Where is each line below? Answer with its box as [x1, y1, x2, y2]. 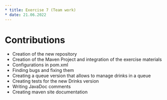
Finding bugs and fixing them [12, 67, 74, 73]
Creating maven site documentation [12, 89, 88, 95]
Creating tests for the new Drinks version [12, 78, 99, 84]
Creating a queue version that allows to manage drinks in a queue [12, 72, 151, 79]
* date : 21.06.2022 [5, 12, 47, 17]
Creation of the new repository [12, 51, 77, 57]
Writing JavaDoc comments [12, 84, 71, 90]
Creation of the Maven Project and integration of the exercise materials [12, 57, 162, 63]
